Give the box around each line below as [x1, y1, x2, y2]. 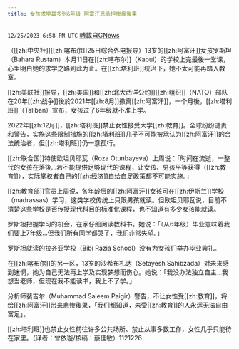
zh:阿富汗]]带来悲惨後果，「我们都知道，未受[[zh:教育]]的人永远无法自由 [18, 301, 228, 309]
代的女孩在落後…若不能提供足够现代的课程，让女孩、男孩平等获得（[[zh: [7, 162, 220, 171]
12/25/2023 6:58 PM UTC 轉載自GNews [7, 31, 120, 39]
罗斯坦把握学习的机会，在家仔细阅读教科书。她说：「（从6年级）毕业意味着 [7, 219, 224, 228]
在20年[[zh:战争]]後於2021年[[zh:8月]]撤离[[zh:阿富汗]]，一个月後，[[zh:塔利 [7, 97, 233, 105]
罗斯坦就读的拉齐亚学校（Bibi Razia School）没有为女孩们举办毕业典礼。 [7, 244, 221, 252]
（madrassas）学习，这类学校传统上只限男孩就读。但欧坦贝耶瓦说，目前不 [7, 195, 227, 204]
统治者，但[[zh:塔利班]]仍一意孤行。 [13, 138, 120, 147]
